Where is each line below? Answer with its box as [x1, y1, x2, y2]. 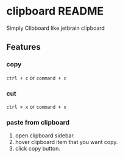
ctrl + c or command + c [6, 74, 67, 81]
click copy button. [15, 145, 61, 153]
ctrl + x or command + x [6, 103, 67, 110]
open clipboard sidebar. [15, 132, 75, 139]
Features [6, 42, 41, 52]
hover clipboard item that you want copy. [15, 139, 118, 146]
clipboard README [6, 4, 104, 18]
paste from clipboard [6, 118, 70, 126]
